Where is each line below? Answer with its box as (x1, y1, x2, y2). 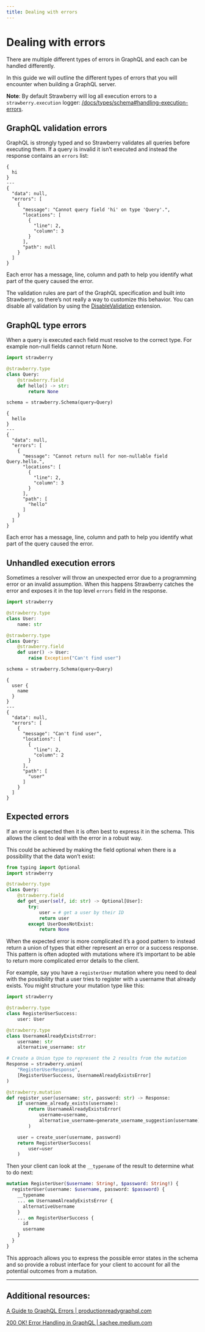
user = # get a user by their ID (38, 909, 124, 916)
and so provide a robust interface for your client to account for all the (6, 1260, 180, 1268)
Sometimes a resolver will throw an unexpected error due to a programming (6, 574, 197, 582)
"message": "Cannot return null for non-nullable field (22, 453, 168, 459)
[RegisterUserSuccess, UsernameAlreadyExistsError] (17, 1072, 151, 1078)
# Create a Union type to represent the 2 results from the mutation (6, 1056, 187, 1062)
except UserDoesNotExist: (28, 921, 95, 927)
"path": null (22, 244, 56, 251)
